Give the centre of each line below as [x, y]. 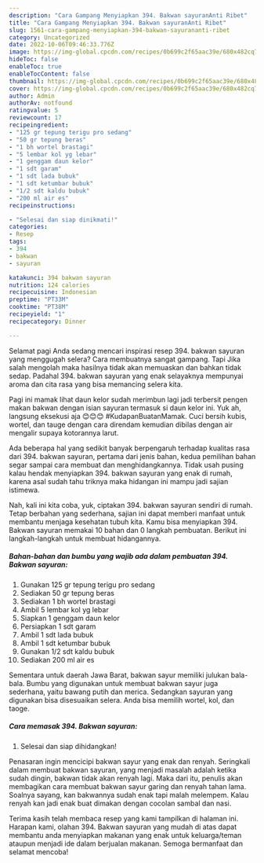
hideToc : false [34, 60]
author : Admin [32, 96]
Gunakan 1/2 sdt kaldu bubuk [67, 651]
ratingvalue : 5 [34, 111]
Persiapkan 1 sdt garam [58, 626]
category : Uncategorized [49, 37]
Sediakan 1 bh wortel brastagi [68, 601]
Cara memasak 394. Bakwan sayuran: [73, 726]
